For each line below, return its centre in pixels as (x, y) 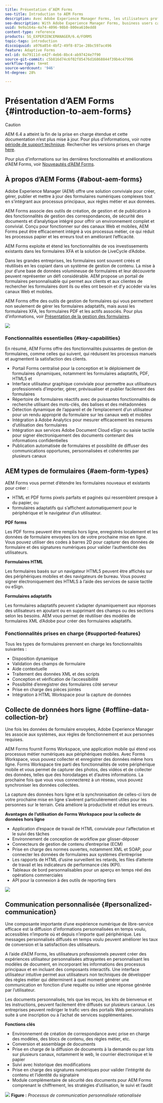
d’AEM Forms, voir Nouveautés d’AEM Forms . (50, 164)
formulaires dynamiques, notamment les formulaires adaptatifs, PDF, (81, 373)
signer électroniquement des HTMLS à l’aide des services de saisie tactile (79, 581)
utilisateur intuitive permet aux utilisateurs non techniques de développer (78, 974)
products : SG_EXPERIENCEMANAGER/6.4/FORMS (49, 37)
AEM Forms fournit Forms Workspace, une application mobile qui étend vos (81, 749)
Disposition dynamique (35, 659)
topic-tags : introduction (31, 41)
